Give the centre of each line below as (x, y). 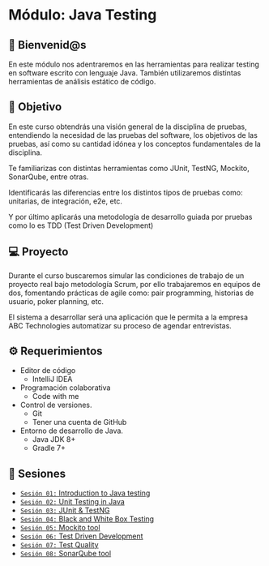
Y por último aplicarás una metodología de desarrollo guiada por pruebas (130, 217)
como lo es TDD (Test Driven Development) (81, 225)
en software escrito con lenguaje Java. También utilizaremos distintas (125, 73)
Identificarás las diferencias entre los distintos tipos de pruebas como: (126, 192)
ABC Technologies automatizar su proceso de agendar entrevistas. (120, 325)
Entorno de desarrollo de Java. (72, 431)
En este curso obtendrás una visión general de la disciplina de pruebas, (128, 126)
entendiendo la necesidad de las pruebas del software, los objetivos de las (133, 135)
